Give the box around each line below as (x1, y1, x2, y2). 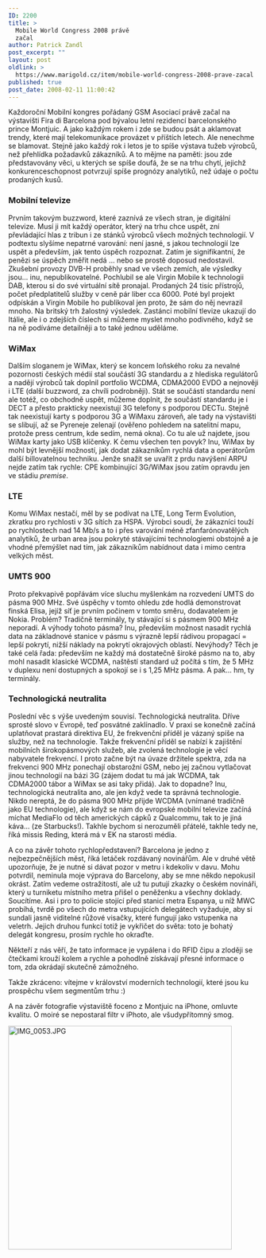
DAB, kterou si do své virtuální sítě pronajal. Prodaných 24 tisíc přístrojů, (8, 280, 245, 290)
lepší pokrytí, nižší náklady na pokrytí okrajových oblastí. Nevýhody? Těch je (8, 640, 259, 649)
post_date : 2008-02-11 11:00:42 (8, 85, 115, 94)
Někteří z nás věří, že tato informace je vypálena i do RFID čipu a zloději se (8, 944, 253, 955)
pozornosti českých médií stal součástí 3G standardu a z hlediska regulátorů (8, 369, 258, 379)
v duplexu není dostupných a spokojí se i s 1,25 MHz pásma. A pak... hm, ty (8, 665, 255, 675)
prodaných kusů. (8, 175, 64, 185)
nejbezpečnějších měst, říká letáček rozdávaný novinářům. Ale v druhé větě (8, 853, 256, 863)
